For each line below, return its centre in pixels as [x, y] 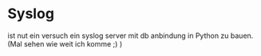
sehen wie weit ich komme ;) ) [73, 43]
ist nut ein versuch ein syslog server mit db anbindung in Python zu [118, 35]
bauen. [242, 35]
